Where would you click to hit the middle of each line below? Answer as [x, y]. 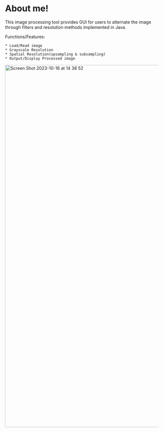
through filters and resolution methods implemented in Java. [66, 27]
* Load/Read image [24, 45]
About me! [27, 9]
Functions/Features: [25, 37]
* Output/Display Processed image [40, 58]
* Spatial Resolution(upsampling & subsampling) [55, 54]
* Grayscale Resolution [29, 50]
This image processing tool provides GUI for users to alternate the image [78, 22]
